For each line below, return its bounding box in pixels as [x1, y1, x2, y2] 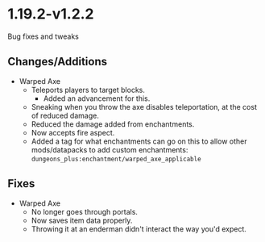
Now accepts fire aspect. [31, 127, 115, 137]
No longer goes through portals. [31, 207, 139, 216]
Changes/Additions [7, 55, 108, 69]
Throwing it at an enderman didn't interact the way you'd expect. [31, 223, 246, 234]
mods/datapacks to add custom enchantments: [31, 144, 188, 154]
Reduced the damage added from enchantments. [31, 119, 195, 129]
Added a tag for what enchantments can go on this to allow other [31, 136, 247, 146]
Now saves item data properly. [31, 215, 133, 225]
